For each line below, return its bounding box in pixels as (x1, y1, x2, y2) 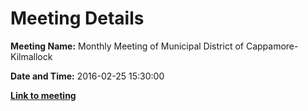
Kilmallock (10, 50, 53, 62)
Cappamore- (245, 40, 299, 52)
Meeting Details (10, 7, 145, 30)
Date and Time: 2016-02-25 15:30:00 (10, 70, 165, 82)
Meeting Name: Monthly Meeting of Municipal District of (10, 40, 244, 52)
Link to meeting (10, 89, 77, 101)
